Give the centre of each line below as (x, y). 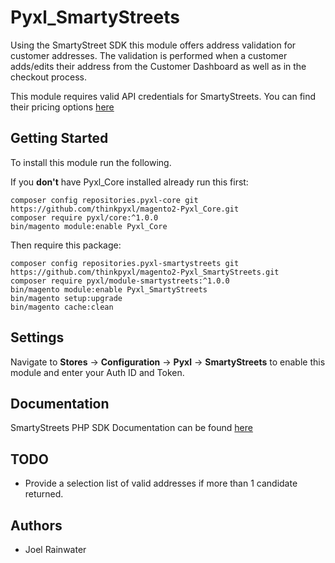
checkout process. (48, 77)
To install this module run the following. (91, 162)
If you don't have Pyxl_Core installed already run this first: (129, 182)
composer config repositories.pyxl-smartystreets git (125, 263)
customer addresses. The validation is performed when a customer (149, 55)
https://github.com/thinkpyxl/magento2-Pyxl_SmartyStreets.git (145, 272)
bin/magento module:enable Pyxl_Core (89, 226)
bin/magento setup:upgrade (66, 298)
